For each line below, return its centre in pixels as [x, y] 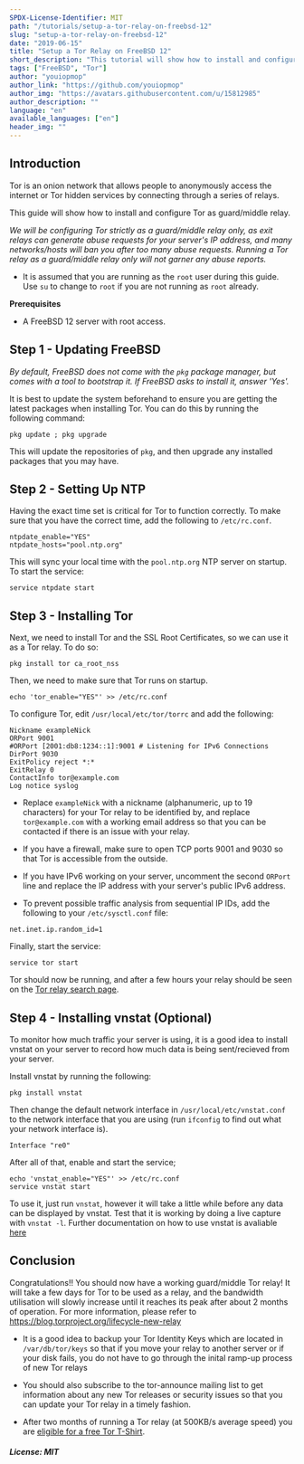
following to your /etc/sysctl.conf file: [95, 913]
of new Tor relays [55, 1367]
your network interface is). [59, 1129]
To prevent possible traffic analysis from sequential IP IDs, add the [146, 903]
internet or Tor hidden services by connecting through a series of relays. [144, 195]
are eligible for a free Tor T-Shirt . [84, 1431]
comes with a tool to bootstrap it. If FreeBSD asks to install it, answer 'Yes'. [149, 381]
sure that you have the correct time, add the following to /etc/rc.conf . [141, 520]
